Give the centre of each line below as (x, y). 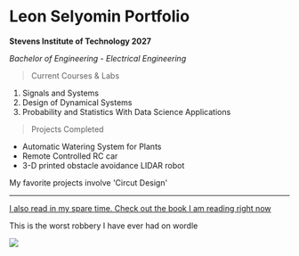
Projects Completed (67, 129)
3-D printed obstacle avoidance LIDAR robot (103, 165)
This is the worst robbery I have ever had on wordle (104, 226)
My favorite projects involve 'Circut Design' (89, 182)
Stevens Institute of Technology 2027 (81, 41)
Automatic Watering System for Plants (92, 146)
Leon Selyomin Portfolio (99, 17)
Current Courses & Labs (75, 75)
